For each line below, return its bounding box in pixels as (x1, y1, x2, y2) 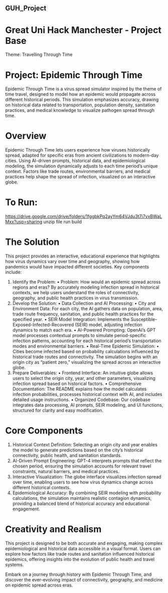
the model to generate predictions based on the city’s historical (12, 447, 143, 453)
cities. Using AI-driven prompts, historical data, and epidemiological (5, 158, 145, 164)
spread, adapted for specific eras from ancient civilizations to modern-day (5, 152, 159, 158)
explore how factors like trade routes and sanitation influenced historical (5, 551, 154, 557)
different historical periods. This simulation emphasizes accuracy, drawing (5, 97, 159, 103)
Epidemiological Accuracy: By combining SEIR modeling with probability (12, 490, 161, 496)
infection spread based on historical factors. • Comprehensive (12, 380, 141, 387)
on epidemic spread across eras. (5, 582, 73, 588)
